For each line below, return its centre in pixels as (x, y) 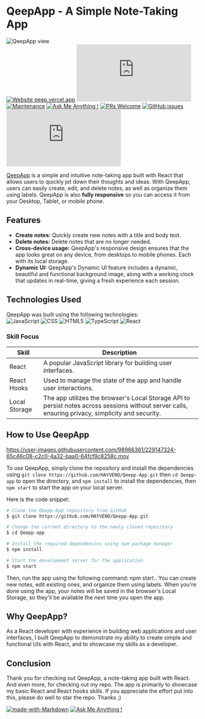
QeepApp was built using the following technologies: (73, 314)
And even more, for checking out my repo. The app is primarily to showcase (102, 685)
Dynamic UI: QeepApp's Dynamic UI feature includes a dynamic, (96, 268)
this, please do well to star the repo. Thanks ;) (64, 698)
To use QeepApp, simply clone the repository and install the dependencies (100, 468)
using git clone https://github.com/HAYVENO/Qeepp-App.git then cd (92, 474)
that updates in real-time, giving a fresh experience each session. (98, 280)
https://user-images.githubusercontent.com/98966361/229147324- (91, 450)
